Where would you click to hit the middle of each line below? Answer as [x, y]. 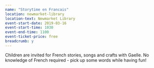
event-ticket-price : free [31, 37]
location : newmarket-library [35, 14]
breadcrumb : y [20, 41]
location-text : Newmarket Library [40, 18]
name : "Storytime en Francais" [37, 9]
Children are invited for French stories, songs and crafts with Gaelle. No [77, 55]
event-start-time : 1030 [29, 28]
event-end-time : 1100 [27, 32]
